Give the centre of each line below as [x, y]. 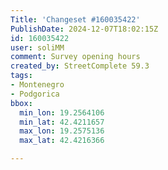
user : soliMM [37, 47]
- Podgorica [35, 94]
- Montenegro [37, 85]
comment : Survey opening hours [75, 57]
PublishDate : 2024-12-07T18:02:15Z [84, 29]
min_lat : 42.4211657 [62, 122]
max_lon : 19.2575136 [62, 131]
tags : [21, 76]
